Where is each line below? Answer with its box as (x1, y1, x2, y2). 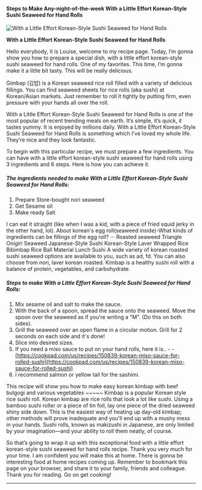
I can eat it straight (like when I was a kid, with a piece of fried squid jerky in (6, 220, 194, 228)
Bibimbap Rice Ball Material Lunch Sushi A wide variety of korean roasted (6, 246, 188, 253)
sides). (14, 320, 32, 327)
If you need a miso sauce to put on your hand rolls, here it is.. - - (14, 346, 174, 353)
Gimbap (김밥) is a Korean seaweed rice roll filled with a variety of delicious (6, 79, 192, 87)
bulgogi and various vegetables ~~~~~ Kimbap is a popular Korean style (6, 389, 186, 397)
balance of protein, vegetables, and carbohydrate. (6, 265, 130, 273)
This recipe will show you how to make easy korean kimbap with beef (6, 383, 179, 390)
